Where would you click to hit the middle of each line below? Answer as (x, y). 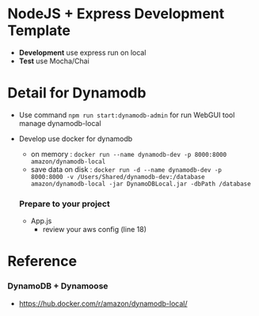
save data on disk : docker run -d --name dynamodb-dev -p (126, 169)
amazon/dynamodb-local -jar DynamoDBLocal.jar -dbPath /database (141, 184)
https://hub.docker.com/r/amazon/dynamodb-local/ (103, 303)
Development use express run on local (82, 52)
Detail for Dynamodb (77, 93)
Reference (42, 261)
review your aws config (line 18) (95, 230)
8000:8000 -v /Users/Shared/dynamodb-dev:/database (118, 177)
